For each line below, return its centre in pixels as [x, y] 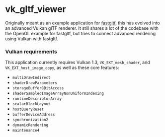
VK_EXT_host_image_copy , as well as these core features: [62, 68]
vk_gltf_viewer [36, 9]
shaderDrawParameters [35, 83]
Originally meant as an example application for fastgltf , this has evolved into [82, 23]
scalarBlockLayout [31, 104]
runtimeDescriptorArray [37, 99]
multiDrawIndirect [31, 78]
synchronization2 [30, 120]
